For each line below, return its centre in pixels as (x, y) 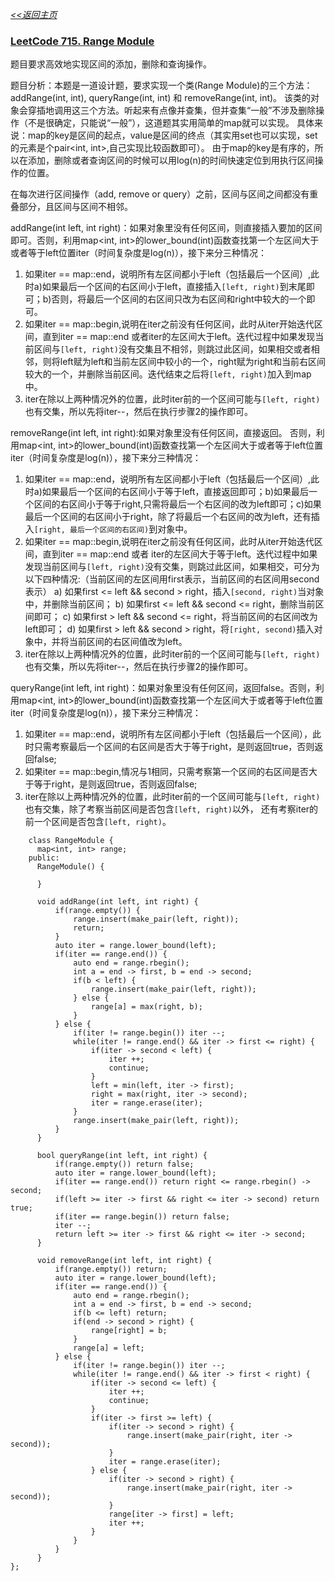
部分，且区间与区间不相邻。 (75, 207)
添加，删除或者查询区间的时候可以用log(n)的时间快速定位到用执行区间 (171, 160)
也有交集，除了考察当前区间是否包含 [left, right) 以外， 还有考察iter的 (171, 809)
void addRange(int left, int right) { (117, 902)
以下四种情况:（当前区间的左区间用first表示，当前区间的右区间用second (172, 579)
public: (44, 858)
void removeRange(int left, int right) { (124, 1261)
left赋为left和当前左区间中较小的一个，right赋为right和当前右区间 (192, 362)
